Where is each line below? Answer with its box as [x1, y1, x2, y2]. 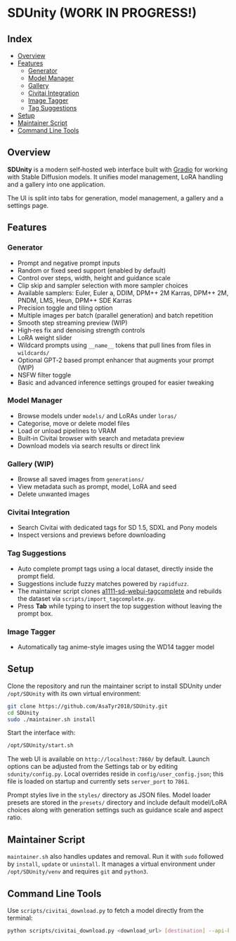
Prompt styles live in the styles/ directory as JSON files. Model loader [7, 791, 211, 799]
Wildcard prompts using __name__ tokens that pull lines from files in [17, 341, 211, 349]
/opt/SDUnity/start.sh [7, 742, 74, 749]
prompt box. [17, 609, 53, 618]
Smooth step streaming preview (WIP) [17, 318, 128, 327]
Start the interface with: [7, 729, 76, 737]
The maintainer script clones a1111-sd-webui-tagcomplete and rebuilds [17, 587, 223, 595]
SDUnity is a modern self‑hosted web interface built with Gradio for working [7, 165, 228, 174]
